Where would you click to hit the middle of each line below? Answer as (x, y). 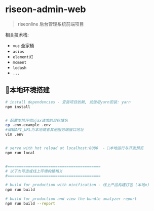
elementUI (23, 57)
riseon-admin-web (46, 9)
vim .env (14, 135)
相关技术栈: (17, 34)
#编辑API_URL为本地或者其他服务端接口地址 (45, 130)
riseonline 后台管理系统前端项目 (51, 24)
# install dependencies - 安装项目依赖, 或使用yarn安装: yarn (68, 102)
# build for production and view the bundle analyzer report (71, 199)
